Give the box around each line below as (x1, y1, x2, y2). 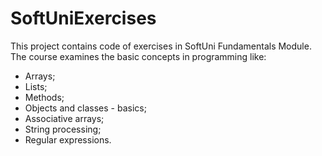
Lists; (24, 80, 48, 92)
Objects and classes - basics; (24, 102, 147, 114)
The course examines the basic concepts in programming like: (10, 50, 267, 62)
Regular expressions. (24, 133, 112, 146)
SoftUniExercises (10, 7, 157, 30)
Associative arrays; (24, 112, 105, 124)
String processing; (24, 123, 102, 135)
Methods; (24, 91, 65, 103)
